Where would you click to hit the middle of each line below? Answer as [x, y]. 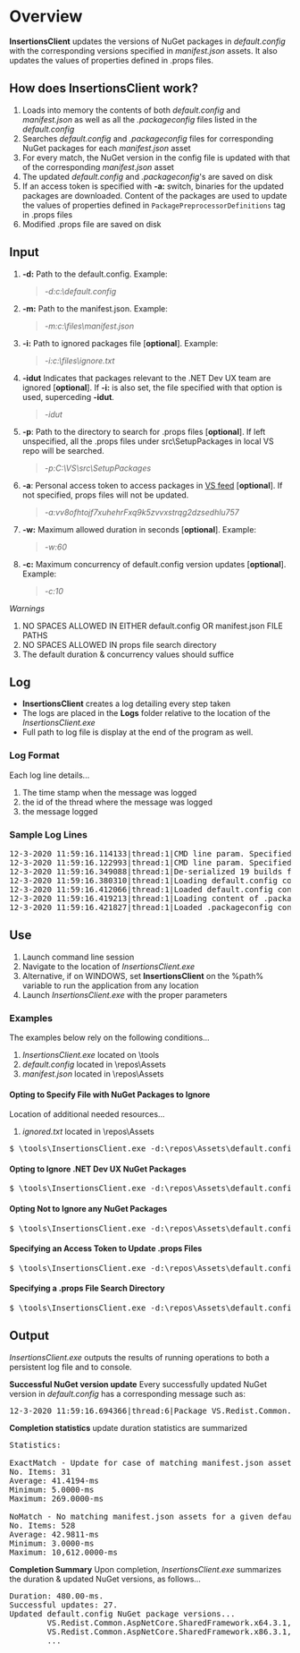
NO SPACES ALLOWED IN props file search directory [119, 644]
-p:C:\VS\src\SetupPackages [98, 468]
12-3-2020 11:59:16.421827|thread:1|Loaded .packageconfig [142, 907]
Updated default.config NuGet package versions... [122, 1614]
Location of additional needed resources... [87, 1114]
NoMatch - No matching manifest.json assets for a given [137, 1516]
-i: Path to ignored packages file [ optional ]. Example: [120, 343]
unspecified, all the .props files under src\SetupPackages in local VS [148, 441]
